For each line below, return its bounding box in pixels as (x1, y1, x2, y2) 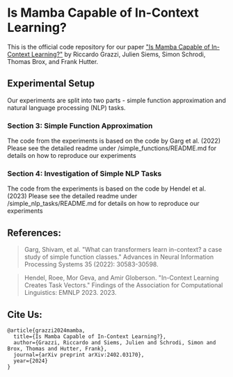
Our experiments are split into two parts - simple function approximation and (7, 96, 226, 104)
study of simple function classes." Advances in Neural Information (24, 252, 214, 262)
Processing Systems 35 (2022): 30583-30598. (24, 260, 159, 268)
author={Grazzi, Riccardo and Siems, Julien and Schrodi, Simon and (13, 339, 216, 346)
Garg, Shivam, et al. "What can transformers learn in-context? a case (24, 246, 223, 254)
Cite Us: (7, 308, 43, 321)
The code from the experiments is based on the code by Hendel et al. (7, 184, 207, 193)
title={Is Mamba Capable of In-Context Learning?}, (13, 332, 167, 340)
